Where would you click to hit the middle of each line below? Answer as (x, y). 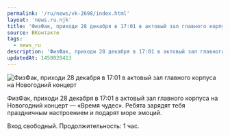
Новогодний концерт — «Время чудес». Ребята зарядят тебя (97, 105)
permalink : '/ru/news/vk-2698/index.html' (68, 13)
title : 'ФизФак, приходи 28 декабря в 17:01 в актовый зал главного (107, 26)
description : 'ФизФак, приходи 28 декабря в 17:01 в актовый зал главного (116, 52)
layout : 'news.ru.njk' (39, 20)
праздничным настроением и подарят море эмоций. (85, 112)
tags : (15, 39)
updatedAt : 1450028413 (39, 58)
